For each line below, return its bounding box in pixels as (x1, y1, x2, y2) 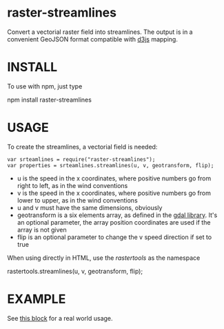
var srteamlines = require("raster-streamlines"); (7, 156, 156, 163)
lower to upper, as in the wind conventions (17, 196, 138, 205)
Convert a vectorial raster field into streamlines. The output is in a (7, 28, 193, 36)
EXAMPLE (7, 292, 66, 307)
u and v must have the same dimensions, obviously (17, 203, 163, 211)
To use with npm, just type (7, 82, 83, 91)
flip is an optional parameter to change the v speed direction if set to (17, 233, 212, 241)
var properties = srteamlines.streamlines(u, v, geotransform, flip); (7, 162, 214, 169)
